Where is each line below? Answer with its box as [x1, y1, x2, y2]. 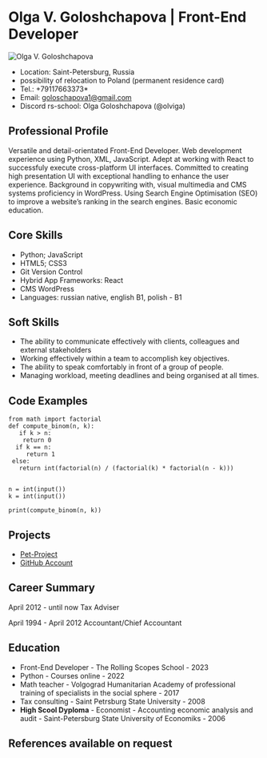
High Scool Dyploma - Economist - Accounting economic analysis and [19, 705, 253, 715]
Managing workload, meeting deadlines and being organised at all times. [19, 371, 260, 381]
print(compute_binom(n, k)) [8, 506, 102, 514]
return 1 [26, 450, 56, 458]
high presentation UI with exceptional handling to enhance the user [8, 171, 229, 180]
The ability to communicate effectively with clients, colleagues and [19, 337, 240, 346]
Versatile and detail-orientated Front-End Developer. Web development [8, 145, 242, 155]
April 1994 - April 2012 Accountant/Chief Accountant [8, 618, 182, 627]
